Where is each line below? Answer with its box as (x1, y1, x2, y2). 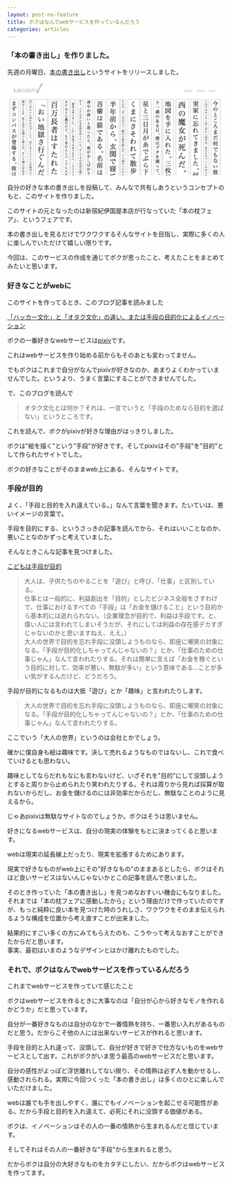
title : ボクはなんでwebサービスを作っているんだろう (7, 18, 140, 26)
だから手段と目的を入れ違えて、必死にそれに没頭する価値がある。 (19, 1107, 206, 1116)
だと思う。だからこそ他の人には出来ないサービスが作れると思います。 (7, 1029, 206, 1037)
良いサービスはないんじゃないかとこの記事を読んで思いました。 (19, 873, 201, 882)
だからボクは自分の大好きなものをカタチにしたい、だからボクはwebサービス (7, 1160, 225, 1168)
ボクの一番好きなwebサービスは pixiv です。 (7, 336, 129, 344)
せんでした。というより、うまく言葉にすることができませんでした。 (7, 374, 200, 382)
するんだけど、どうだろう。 (42, 671, 121, 680)
